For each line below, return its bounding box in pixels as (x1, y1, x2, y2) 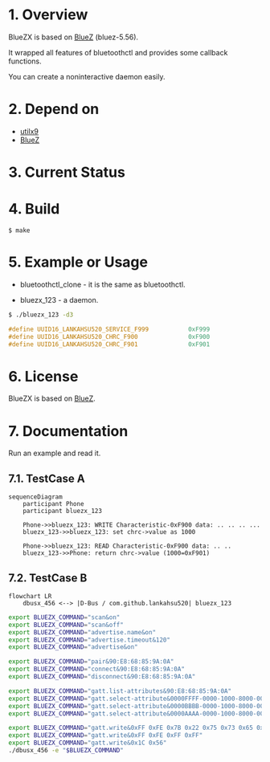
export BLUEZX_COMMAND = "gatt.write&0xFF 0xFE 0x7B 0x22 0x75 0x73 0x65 (8, 724, 253, 732)
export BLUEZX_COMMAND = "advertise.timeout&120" (8, 636, 171, 644)
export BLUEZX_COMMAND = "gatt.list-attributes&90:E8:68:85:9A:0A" (8, 687, 231, 695)
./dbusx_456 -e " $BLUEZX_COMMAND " (8, 747, 125, 755)
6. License (8, 367, 79, 385)
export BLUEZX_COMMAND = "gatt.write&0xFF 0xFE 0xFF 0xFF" (8, 731, 203, 740)
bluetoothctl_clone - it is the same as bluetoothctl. (19, 279, 186, 289)
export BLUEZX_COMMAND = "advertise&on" (8, 643, 138, 651)
